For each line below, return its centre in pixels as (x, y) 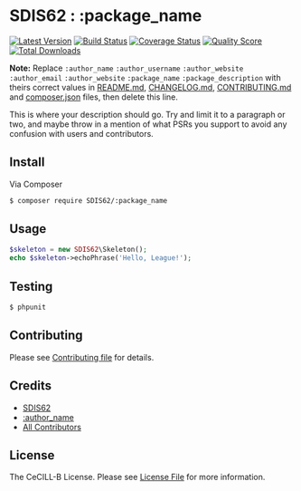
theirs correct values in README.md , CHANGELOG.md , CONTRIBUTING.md (150, 87)
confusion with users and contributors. (81, 133)
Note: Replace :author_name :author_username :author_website (127, 68)
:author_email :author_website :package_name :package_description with (146, 77)
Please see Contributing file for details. (82, 357)
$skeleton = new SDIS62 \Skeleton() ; (78, 250)
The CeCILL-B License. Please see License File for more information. (137, 477)
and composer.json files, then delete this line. (94, 97)
